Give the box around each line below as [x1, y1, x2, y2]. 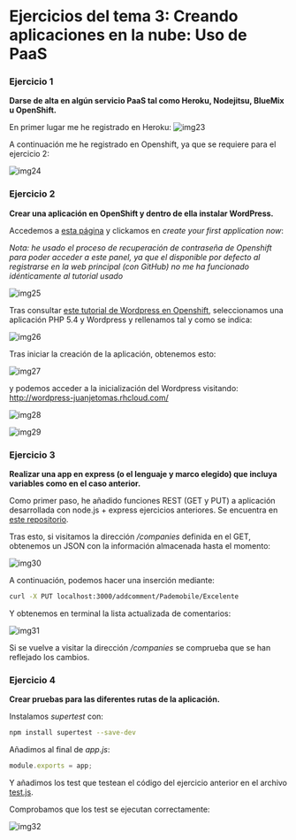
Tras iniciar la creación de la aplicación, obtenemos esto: [9, 348, 216, 359]
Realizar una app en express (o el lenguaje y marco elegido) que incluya [9, 469, 277, 480]
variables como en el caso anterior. [9, 478, 141, 489]
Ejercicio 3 [9, 449, 56, 461]
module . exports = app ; [9, 761, 93, 771]
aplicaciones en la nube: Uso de [9, 25, 247, 45]
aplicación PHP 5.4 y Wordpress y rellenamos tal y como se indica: [9, 314, 253, 325]
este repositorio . [9, 514, 69, 525]
